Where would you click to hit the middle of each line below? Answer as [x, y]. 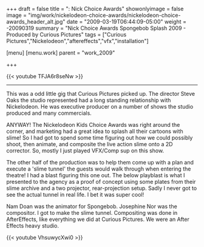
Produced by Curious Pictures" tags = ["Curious [66, 35]
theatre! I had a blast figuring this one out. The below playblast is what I [96, 175]
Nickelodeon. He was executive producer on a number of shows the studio [100, 107]
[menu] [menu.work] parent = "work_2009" [61, 53]
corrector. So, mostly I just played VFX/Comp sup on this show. [85, 151]
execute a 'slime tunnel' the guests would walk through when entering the [99, 169]
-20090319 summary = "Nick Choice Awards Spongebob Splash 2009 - [96, 28]
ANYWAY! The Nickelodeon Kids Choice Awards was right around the [93, 125]
